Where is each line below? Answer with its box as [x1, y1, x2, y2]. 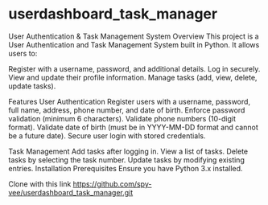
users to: [8, 48, 38, 58]
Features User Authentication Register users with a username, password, [8, 96, 251, 106]
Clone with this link [8, 178, 72, 189]
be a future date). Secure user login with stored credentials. [8, 130, 206, 141]
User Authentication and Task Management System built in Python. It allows [8, 39, 260, 49]
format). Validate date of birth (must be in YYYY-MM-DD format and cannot [8, 122, 259, 132]
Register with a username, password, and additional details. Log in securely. [8, 64, 261, 73]
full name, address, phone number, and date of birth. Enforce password [8, 105, 245, 115]
